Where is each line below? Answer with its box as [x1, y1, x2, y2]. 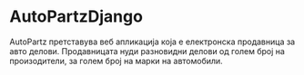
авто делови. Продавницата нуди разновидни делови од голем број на [9, 45, 285, 56]
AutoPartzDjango [9, 6, 144, 27]
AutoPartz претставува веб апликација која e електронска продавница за [9, 36, 296, 47]
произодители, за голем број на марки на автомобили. [9, 55, 223, 66]
